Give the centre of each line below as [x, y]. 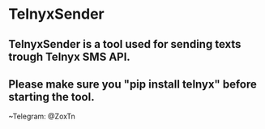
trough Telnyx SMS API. [70, 56]
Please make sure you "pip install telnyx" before [133, 84]
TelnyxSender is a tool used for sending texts [125, 44]
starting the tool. [51, 97]
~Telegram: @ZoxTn [42, 116]
